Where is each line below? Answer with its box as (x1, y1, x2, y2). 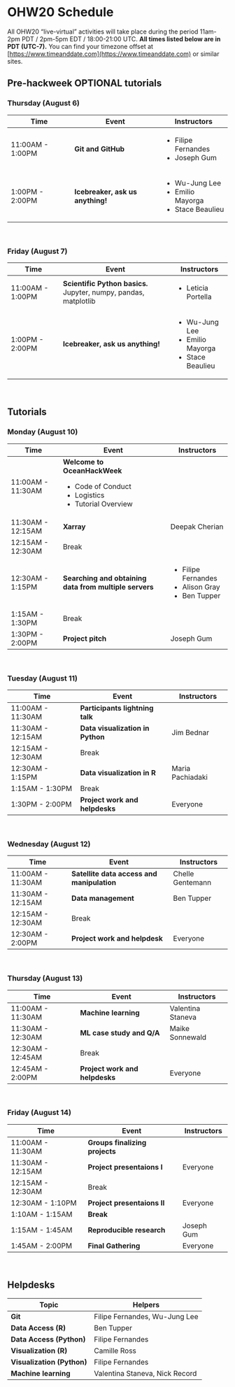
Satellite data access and (71, 869, 157, 879)
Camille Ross (94, 1346, 136, 1356)
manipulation (71, 878, 117, 888)
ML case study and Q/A (80, 1027, 160, 1037)
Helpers (132, 1300, 159, 1309)
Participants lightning (80, 703, 154, 713)
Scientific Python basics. (62, 279, 148, 289)
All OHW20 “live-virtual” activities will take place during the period (7, 27, 199, 36)
